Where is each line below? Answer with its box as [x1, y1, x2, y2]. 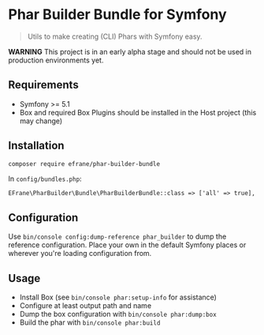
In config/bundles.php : [8, 174, 82, 183]
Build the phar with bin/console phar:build [19, 318, 161, 327]
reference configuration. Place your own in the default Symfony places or [8, 240, 247, 250]
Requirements [8, 78, 79, 92]
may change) [19, 116, 63, 126]
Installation [8, 139, 65, 152]
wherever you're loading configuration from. [8, 249, 152, 258]
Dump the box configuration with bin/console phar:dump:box [19, 310, 217, 319]
